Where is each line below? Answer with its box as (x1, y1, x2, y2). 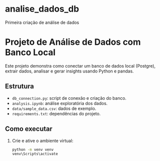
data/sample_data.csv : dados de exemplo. (12, 106, 96, 111)
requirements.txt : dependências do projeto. (12, 110, 101, 116)
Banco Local (5, 47, 56, 58)
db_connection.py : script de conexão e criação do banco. (12, 95, 127, 101)
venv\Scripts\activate (12, 152, 58, 157)
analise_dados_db (5, 3, 79, 15)
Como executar (5, 125, 52, 133)
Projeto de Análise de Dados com (5, 36, 141, 48)
